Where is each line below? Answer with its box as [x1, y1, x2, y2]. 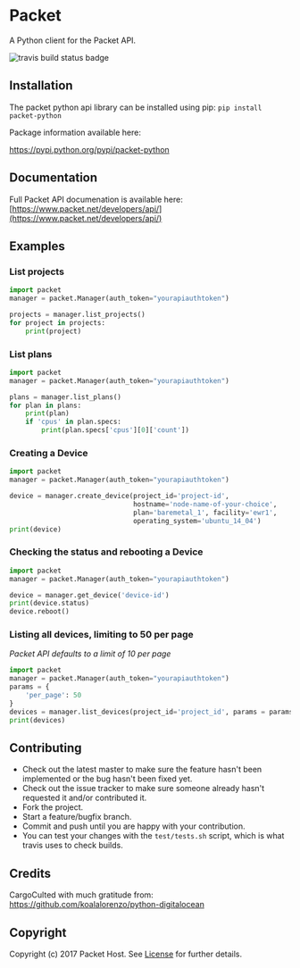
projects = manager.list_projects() [9, 310, 146, 319]
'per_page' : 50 [25, 691, 82, 700]
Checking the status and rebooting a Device [9, 546, 204, 558]
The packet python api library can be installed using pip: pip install [9, 102, 262, 113]
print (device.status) [9, 599, 90, 608]
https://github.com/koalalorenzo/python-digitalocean [9, 899, 205, 910]
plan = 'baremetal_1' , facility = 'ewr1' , [132, 508, 278, 517]
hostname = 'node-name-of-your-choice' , [132, 499, 278, 509]
